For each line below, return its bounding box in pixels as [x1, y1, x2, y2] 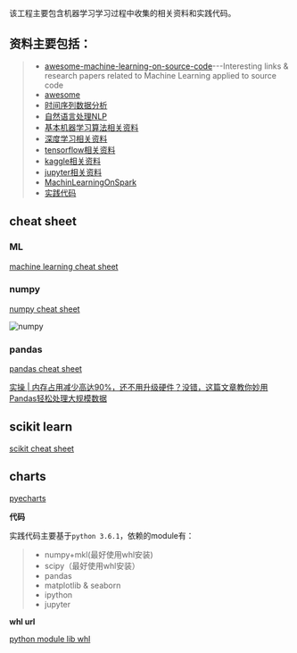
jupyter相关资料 [44, 166, 103, 177]
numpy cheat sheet [9, 303, 80, 314]
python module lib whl [9, 633, 91, 644]
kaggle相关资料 [44, 155, 101, 166]
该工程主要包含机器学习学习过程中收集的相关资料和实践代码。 [9, 8, 236, 18]
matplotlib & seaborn [44, 580, 121, 590]
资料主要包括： [9, 37, 92, 52]
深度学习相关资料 [44, 133, 108, 144]
